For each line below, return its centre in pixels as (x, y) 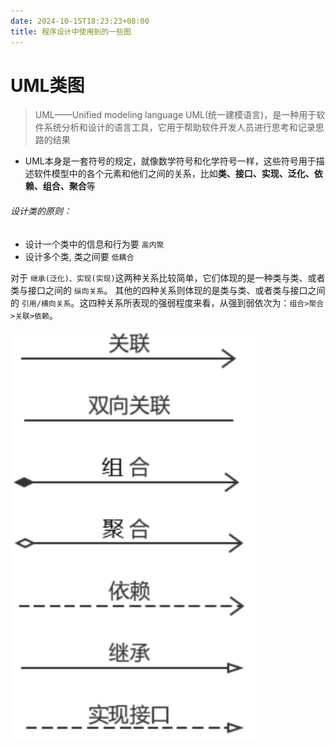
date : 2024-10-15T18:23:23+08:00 (80, 21)
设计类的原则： (41, 211)
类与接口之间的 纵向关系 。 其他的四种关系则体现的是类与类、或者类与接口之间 (168, 290)
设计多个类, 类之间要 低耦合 (79, 256)
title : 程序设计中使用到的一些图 (71, 31)
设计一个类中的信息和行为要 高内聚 (94, 244)
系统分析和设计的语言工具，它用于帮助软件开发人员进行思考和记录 (179, 127)
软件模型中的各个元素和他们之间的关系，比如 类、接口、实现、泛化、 (174, 174)
